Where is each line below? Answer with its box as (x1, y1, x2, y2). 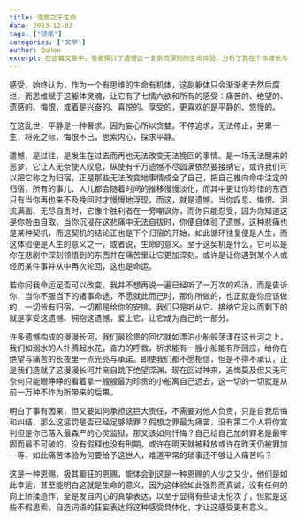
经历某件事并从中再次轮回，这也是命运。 (9, 261, 156, 271)
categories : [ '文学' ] (9, 37, 87, 47)
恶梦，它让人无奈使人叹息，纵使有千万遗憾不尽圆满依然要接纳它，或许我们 (9, 161, 280, 172)
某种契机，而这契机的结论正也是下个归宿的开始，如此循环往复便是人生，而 (16, 227, 288, 238)
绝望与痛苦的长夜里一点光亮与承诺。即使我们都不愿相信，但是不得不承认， (9, 354, 280, 363)
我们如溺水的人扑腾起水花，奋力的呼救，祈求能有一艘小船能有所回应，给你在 (9, 342, 288, 353)
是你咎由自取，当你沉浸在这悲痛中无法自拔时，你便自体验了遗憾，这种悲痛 (9, 217, 280, 226)
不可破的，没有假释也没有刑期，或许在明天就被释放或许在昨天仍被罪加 (32, 439, 288, 449)
